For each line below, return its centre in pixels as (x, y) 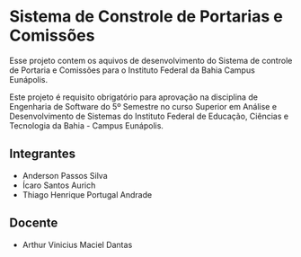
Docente (34, 223)
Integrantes (43, 154)
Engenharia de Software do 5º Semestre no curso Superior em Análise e (143, 106)
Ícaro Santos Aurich (59, 185)
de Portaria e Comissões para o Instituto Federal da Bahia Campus (133, 70)
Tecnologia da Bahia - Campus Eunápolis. (87, 125)
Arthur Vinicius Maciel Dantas (77, 244)
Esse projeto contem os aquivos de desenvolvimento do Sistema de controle (151, 60)
